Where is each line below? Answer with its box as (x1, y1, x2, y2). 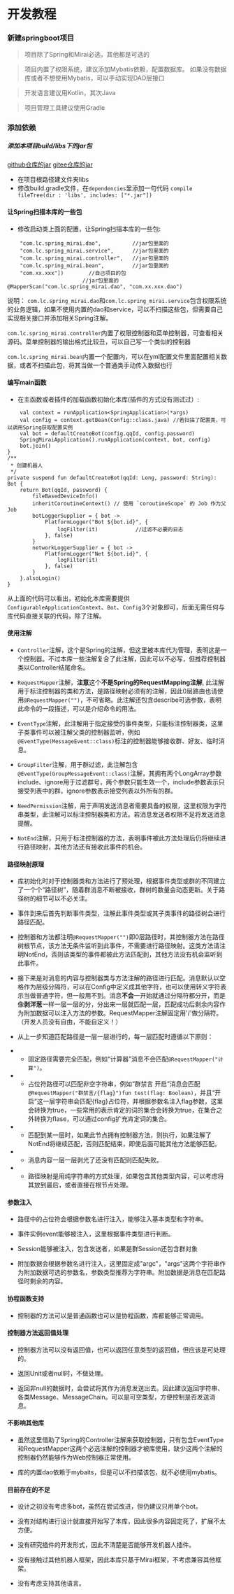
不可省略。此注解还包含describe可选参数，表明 (86, 696, 222, 704)
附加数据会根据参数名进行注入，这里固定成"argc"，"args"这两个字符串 (17, 1260, 220, 1268)
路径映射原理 (7, 860, 44, 868)
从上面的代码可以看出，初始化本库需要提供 (7, 594, 130, 602)
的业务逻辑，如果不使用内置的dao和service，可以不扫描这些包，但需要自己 (7, 305, 224, 313)
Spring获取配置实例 (22, 424, 73, 431)
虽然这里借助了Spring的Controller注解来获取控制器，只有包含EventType (17, 1436, 224, 1444)
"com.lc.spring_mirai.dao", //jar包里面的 (20, 239, 169, 247)
